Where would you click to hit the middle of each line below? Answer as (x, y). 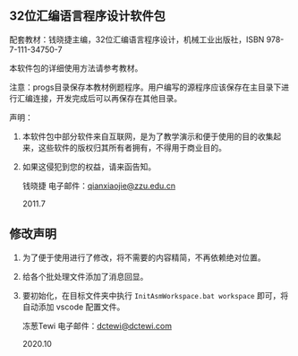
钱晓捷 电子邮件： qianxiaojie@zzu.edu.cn (99, 186)
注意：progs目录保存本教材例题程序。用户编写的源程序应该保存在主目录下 (145, 87)
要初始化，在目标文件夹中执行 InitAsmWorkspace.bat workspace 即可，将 (155, 295)
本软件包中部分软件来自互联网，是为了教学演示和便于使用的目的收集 (148, 136)
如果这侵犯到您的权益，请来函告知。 (89, 166)
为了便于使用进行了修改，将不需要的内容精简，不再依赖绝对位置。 (144, 257)
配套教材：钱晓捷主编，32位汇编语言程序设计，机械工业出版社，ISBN (137, 39)
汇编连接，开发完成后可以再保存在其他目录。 (99, 98)
